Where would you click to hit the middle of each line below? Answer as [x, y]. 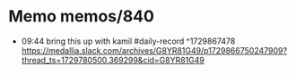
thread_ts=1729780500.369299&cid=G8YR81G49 [113, 60]
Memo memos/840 [81, 16]
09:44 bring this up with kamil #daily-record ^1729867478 [128, 41]
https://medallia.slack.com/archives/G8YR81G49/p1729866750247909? [154, 50]
